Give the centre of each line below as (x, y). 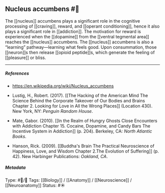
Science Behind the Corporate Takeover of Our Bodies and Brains (79, 100)
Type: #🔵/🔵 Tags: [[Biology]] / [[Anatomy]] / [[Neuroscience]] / (69, 180)
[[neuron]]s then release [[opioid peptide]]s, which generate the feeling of (80, 52)
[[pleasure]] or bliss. (26, 58)
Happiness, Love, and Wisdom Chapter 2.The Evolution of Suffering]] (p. (85, 151)
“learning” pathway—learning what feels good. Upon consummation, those (81, 47)
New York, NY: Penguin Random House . (53, 111)
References (17, 73)
